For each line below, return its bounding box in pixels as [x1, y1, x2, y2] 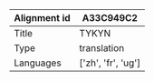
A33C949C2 [82, 12, 139, 24]
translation [79, 42, 125, 54]
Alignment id [14, 12, 71, 24]
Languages [14, 56, 62, 69]
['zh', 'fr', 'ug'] [79, 56, 141, 69]
